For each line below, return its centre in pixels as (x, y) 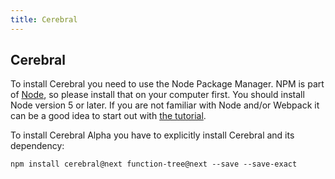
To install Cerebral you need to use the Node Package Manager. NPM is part (167, 84)
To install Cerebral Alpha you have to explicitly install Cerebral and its (152, 135)
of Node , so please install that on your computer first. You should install (157, 95)
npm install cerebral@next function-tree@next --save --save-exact (154, 164)
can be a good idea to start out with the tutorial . (108, 116)
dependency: (37, 146)
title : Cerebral (44, 19)
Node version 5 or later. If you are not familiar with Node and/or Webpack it (165, 105)
